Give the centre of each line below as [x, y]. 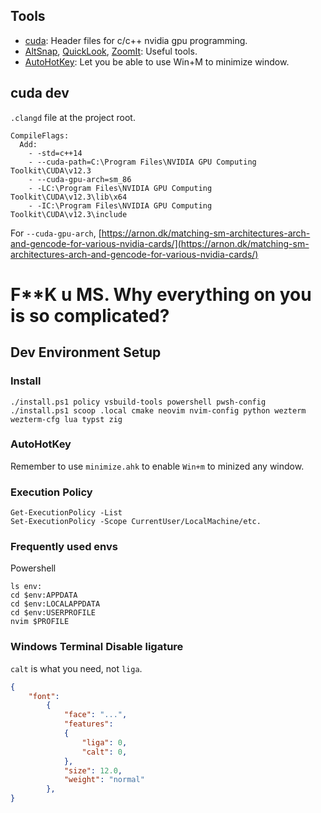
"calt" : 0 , [104, 752]
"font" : [44, 696]
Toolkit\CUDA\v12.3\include [69, 214]
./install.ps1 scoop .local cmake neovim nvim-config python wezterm [158, 410]
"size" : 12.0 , [93, 770]
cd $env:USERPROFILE [53, 613]
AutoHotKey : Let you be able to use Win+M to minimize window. [157, 61]
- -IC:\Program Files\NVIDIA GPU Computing [120, 205]
